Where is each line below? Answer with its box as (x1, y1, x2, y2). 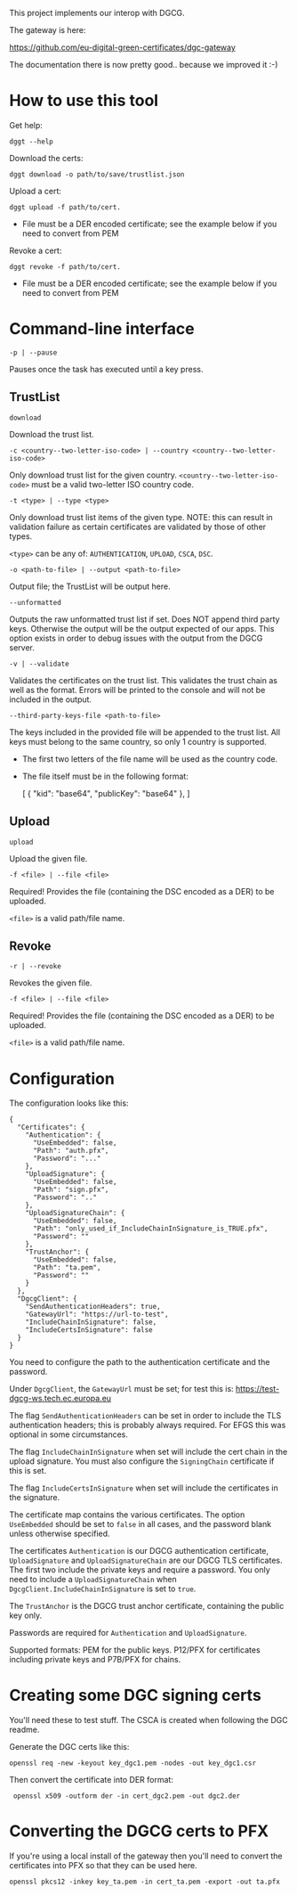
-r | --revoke (9, 962, 62, 971)
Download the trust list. (9, 429, 95, 439)
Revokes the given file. (9, 977, 92, 988)
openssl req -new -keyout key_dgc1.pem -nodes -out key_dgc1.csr (9, 1759, 256, 1768)
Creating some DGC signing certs (9, 1686, 262, 1705)
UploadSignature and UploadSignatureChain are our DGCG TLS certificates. (9, 1555, 283, 1566)
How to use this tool (9, 91, 158, 110)
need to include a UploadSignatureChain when (9, 1574, 177, 1585)
